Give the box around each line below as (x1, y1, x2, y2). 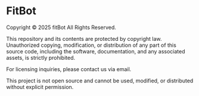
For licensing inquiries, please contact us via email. (6, 65, 132, 72)
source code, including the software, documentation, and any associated (6, 47, 185, 55)
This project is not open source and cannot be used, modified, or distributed (6, 77, 194, 84)
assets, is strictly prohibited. (6, 54, 76, 61)
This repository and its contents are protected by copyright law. (6, 35, 162, 42)
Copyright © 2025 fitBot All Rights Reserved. (6, 24, 116, 31)
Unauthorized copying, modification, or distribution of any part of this (6, 41, 177, 49)
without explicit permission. (6, 83, 74, 90)
